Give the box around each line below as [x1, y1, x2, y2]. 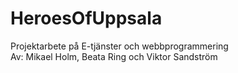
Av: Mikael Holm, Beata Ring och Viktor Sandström [10, 50, 218, 62]
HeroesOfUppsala [10, 7, 163, 30]
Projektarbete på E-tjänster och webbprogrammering [10, 40, 229, 52]
